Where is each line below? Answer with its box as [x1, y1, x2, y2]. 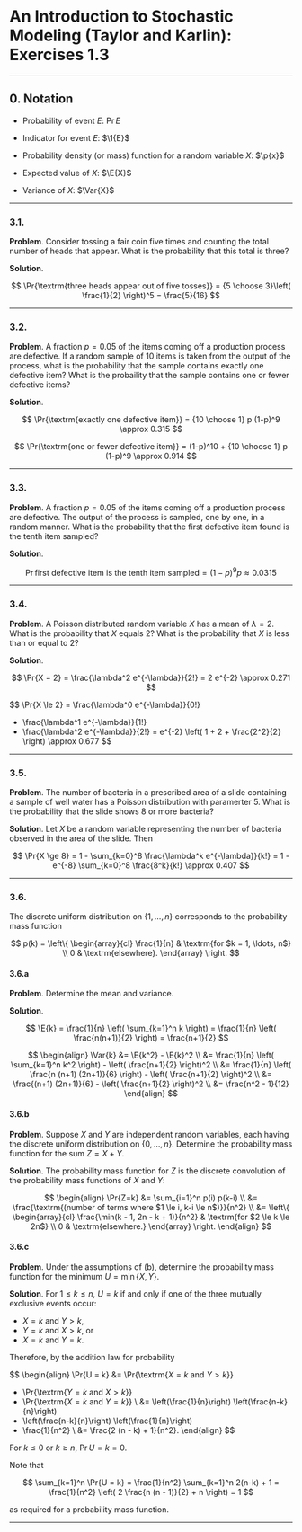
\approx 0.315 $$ [120, 424, 182, 435]
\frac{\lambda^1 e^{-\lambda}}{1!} [22, 716, 147, 727]
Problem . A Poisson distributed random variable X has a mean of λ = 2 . [9, 618, 275, 629]
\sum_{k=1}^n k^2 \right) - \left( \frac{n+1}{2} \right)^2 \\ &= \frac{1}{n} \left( [10, 1059, 292, 1070]
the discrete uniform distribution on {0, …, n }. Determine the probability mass [9, 1138, 293, 1149]
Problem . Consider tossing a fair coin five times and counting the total [9, 236, 270, 247]
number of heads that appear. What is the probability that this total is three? [9, 245, 289, 257]
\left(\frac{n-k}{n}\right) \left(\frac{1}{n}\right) [22, 1415, 193, 1426]
